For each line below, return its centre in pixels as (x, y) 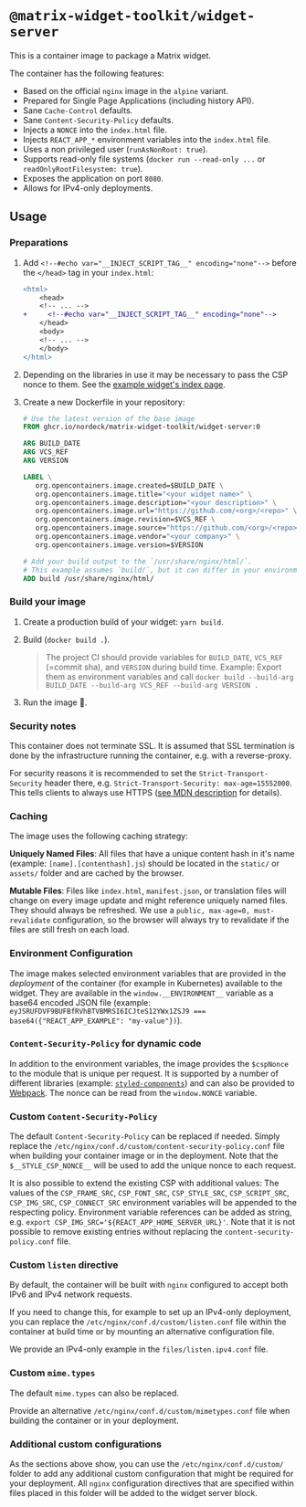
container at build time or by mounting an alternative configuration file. (142, 1332)
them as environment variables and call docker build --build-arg (169, 676)
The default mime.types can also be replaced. (95, 1393)
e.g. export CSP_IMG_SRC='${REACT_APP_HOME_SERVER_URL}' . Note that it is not (153, 1222)
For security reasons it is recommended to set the (103, 773)
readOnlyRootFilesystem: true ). (83, 168)
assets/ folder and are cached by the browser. (97, 873)
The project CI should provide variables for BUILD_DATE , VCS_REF (164, 657)
